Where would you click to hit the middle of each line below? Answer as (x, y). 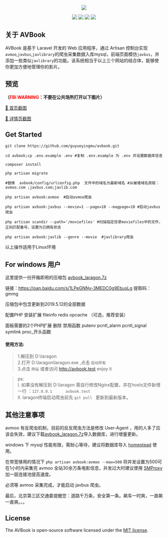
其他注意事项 (25, 415)
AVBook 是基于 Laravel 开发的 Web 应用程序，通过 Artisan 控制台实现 (76, 48)
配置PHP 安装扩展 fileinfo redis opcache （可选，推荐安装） (67, 315)
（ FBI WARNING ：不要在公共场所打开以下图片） (55, 97)
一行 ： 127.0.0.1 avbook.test (54, 391)
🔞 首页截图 (16, 107)
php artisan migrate (27, 173)
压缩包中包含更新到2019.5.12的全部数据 (45, 304)
